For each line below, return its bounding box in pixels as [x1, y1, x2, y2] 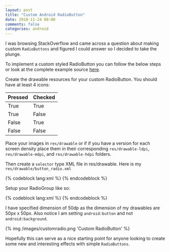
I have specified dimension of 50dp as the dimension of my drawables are [5, 205, 160, 211]
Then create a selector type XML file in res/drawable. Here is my [5, 161, 142, 167]
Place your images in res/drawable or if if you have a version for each [5, 141, 151, 147]
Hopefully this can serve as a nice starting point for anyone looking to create [5, 235, 165, 242]
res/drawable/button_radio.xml [5, 166, 72, 172]
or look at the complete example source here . [5, 67, 100, 73]
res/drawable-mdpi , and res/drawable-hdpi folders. [5, 151, 112, 157]
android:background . [5, 216, 48, 222]
